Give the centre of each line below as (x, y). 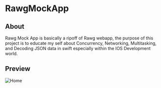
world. (11, 53)
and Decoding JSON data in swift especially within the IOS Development (78, 48)
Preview (18, 69)
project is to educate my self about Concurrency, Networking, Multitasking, (81, 43)
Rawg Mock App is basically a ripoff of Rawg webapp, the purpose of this (79, 38)
